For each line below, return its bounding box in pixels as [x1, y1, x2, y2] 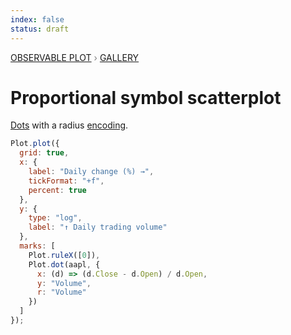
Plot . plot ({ [10, 139, 60, 149]
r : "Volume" [36, 287, 87, 298]
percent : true [28, 185, 87, 195]
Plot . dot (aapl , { [28, 259, 101, 270]
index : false [10, 14, 65, 25]
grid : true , [19, 148, 70, 158]
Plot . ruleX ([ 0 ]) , [28, 250, 101, 260]
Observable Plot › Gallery [10, 51, 140, 63]
